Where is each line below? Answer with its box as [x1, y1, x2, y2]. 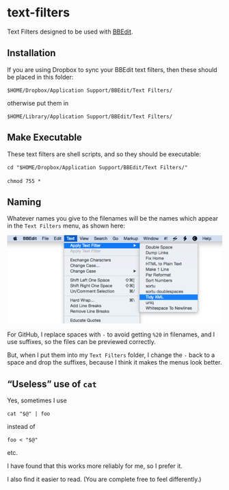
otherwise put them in [7, 99, 69, 107]
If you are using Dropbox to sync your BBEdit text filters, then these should [7, 65, 217, 73]
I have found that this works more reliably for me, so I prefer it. [7, 461, 183, 470]
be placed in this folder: [7, 73, 74, 81]
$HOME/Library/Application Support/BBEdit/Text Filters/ [7, 113, 173, 120]
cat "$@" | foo [7, 410, 51, 417]
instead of [7, 422, 36, 430]
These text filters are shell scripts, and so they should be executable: [7, 149, 202, 158]
